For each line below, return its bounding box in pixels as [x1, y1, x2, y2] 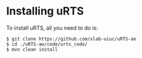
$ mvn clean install [6, 47, 59, 53]
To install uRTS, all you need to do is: [6, 24, 98, 31]
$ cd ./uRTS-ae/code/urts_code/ [6, 41, 88, 47]
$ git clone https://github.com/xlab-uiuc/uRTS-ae [6, 36, 137, 42]
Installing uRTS [6, 4, 84, 18]
